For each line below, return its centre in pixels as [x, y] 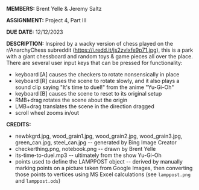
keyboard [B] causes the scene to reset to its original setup [88, 93]
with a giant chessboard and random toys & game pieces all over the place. [99, 56]
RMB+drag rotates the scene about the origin [71, 100]
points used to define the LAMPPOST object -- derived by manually [99, 161]
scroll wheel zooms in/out [47, 113]
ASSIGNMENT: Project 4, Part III [46, 20]
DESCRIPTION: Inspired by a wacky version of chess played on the [90, 44]
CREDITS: [19, 124]
